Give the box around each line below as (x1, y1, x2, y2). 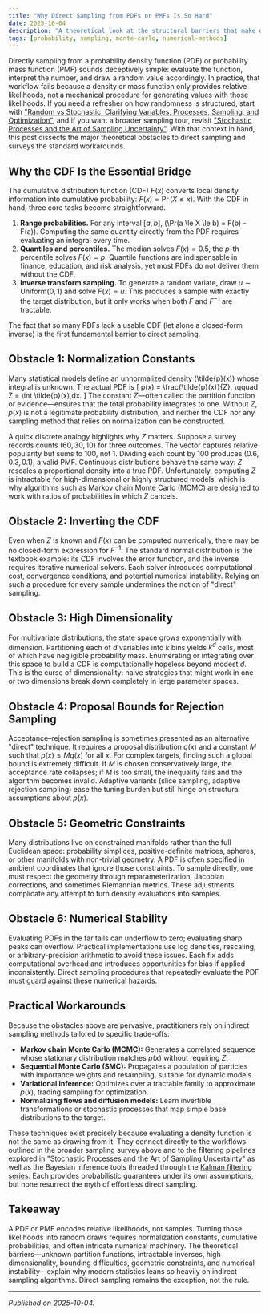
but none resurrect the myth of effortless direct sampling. (8, 1179, 198, 1189)
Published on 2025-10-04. (8, 1298, 95, 1308)
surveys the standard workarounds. (8, 141, 126, 151)
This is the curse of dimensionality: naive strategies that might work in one (8, 668, 254, 677)
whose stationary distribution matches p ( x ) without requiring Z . (19, 1053, 228, 1062)
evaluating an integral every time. (19, 236, 130, 245)
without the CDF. (19, 269, 76, 279)
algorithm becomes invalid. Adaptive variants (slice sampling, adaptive (8, 776, 241, 786)
